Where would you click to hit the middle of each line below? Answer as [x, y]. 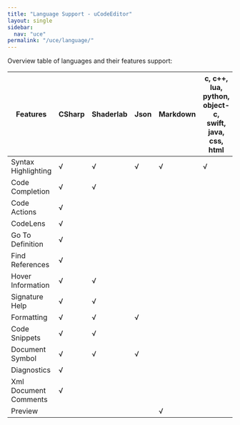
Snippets [26, 338]
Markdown [177, 114]
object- [216, 106]
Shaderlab [110, 114]
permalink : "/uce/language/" [51, 41]
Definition [27, 244]
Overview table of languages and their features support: [90, 61]
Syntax [22, 162]
